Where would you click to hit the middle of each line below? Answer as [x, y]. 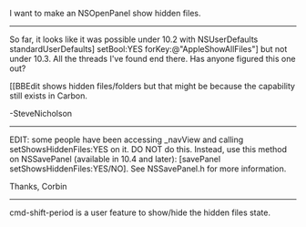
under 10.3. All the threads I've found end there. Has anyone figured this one [153, 59]
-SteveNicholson [41, 113]
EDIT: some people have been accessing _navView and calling [127, 139]
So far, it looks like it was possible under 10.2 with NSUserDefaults [134, 39]
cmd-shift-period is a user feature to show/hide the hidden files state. [140, 212]
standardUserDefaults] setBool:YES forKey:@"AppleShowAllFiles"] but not [148, 49]
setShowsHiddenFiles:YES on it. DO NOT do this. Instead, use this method [148, 149]
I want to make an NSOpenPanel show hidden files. [105, 13]
